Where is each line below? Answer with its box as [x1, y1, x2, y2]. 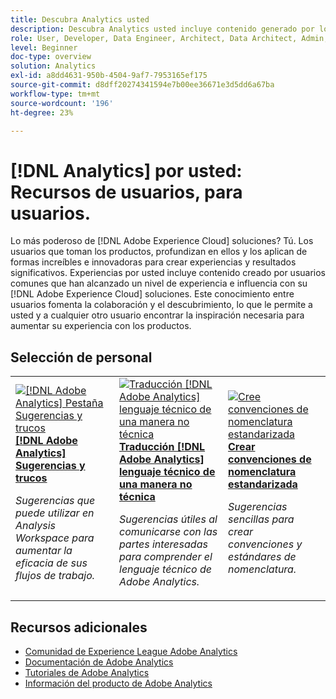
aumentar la [15, 544, 73, 558]
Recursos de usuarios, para [10, 181, 243, 203]
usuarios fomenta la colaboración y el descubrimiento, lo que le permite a [10, 299, 313, 311]
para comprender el [119, 550, 213, 564]
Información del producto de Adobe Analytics [24, 677, 213, 689]
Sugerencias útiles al [119, 512, 218, 526]
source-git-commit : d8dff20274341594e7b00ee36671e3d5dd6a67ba [10, 80, 275, 90]
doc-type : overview [10, 52, 92, 62]
